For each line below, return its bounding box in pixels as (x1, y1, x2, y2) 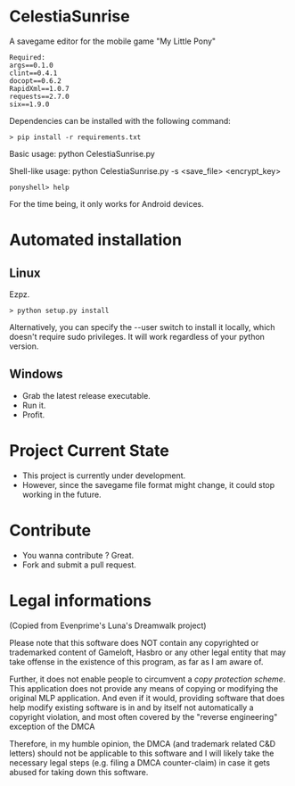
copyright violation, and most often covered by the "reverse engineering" (9, 711, 278, 722)
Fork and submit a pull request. (21, 559, 136, 570)
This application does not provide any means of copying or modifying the (9, 683, 279, 693)
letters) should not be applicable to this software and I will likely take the (9, 748, 275, 758)
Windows (9, 367, 63, 382)
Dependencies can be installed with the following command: (9, 115, 232, 126)
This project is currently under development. (21, 470, 186, 481)
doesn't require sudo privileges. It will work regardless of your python (9, 331, 266, 342)
